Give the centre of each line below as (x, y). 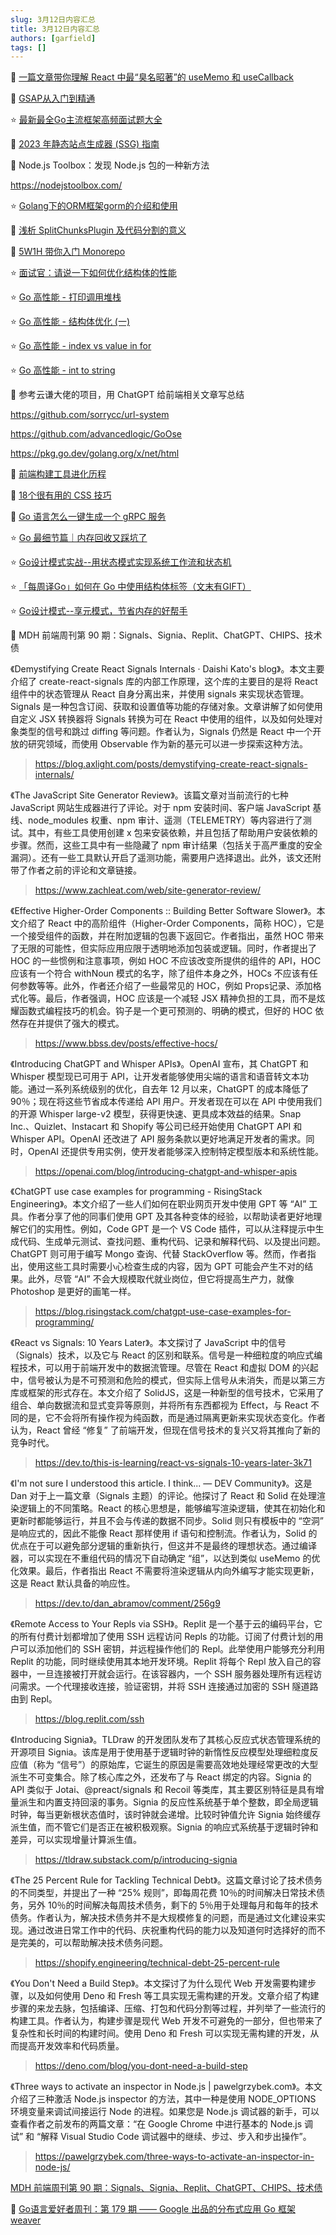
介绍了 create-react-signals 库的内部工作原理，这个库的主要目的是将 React (164, 682)
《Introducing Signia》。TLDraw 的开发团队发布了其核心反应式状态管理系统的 (165, 1740)
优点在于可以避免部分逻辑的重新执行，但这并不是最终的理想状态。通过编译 (163, 1546)
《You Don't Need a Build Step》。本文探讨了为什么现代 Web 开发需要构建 (159, 1983)
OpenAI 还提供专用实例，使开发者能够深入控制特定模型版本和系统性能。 (176, 1152)
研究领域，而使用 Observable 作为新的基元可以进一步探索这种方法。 (167, 744)
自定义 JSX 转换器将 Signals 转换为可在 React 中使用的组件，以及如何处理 (162, 719)
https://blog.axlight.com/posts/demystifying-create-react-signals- (171, 764)
